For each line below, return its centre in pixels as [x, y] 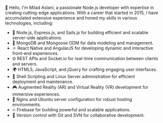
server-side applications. [37, 38]
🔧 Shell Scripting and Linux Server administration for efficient [73, 76]
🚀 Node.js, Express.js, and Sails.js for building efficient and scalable [80, 32]
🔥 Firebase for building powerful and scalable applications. [71, 110]
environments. [27, 104]
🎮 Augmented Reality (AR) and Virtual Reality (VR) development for [80, 87]
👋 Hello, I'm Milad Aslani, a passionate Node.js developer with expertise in [80, 8]
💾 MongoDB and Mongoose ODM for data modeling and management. [83, 43]
